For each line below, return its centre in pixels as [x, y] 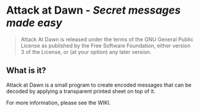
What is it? [26, 71]
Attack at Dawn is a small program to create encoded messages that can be [99, 85]
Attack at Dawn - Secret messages [94, 10]
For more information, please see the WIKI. [59, 103]
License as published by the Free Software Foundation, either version [106, 46]
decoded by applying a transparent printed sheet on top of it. [81, 91]
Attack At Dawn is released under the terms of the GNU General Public [107, 39]
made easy [34, 23]
